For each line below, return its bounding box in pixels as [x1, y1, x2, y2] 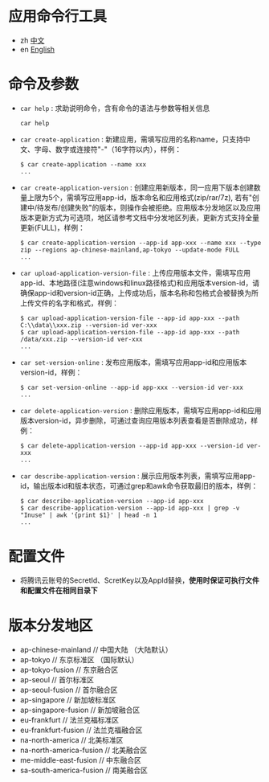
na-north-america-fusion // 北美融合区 [19, 745, 148, 755]
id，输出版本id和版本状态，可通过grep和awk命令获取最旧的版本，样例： [19, 481, 259, 490]
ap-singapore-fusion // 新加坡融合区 [19, 705, 141, 714]
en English [19, 44, 55, 54]
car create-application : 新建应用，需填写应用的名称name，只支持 [19, 134, 243, 144]
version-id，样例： [19, 367, 83, 377]
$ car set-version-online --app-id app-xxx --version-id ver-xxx [19, 383, 243, 391]
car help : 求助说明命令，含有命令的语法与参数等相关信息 [19, 103, 210, 113]
